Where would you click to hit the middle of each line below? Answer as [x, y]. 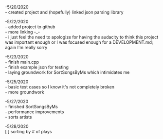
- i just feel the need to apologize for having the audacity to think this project [82, 37]
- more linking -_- [23, 32]
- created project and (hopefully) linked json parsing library [64, 12]
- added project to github [30, 27]
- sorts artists [18, 117]
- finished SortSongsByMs [32, 107]
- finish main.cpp [22, 62]
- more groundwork [25, 92]
